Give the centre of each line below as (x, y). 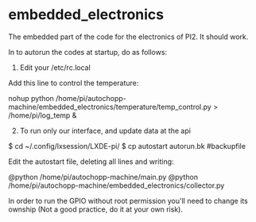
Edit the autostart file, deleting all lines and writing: (91, 162)
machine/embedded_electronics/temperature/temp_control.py (110, 107)
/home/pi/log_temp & (43, 115)
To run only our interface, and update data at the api (105, 130)
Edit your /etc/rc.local (55, 67)
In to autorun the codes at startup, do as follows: (88, 52)
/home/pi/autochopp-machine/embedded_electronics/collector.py (116, 185)
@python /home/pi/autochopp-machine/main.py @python (103, 177)
